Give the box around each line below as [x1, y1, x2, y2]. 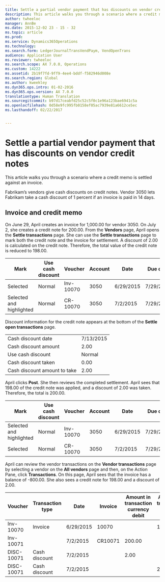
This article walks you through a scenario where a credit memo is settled [5, 174, 152, 180]
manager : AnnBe [5, 21, 36, 26]
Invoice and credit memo [5, 209, 82, 217]
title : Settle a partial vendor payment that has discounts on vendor [5, 7, 153, 12]
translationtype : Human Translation [5, 94, 80, 99]
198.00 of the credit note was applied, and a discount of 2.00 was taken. [5, 385, 152, 391]
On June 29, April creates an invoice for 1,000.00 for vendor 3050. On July [5, 221, 156, 227]
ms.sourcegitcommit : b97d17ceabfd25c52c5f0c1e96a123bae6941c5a [5, 99, 137, 104]
